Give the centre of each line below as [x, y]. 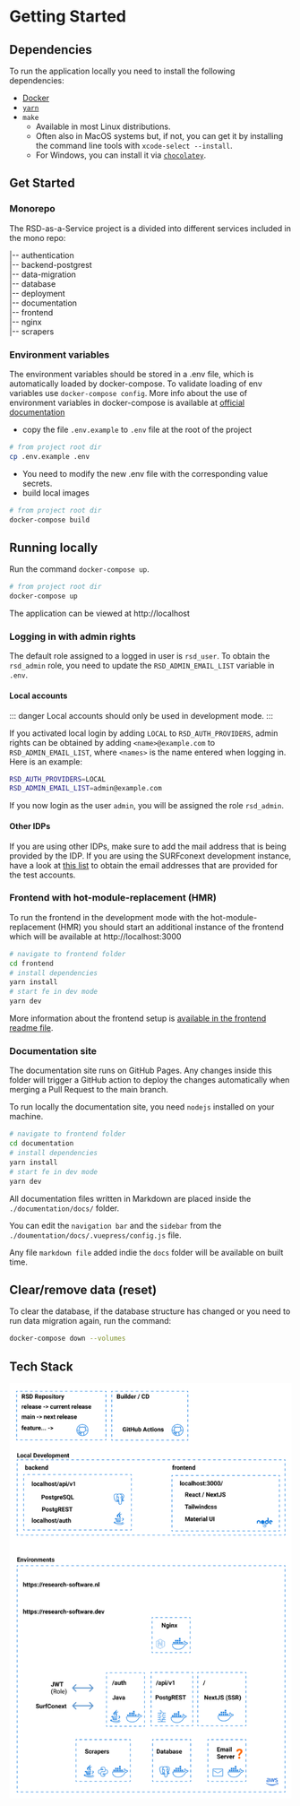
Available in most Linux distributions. [103, 126]
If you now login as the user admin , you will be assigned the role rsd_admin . [147, 806]
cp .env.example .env [50, 456]
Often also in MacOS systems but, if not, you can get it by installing [159, 136]
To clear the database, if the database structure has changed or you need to [150, 1311]
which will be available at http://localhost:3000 [95, 936]
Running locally [54, 547]
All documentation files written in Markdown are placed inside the [130, 1198]
